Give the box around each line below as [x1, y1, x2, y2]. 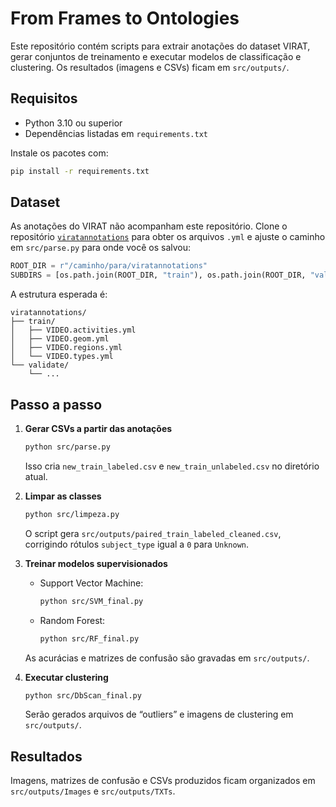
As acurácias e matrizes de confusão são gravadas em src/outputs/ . [24, 652, 310, 664]
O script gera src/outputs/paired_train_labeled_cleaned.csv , [24, 527, 282, 539]
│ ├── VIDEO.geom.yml [10, 334, 110, 344]
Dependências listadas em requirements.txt [24, 127, 209, 139]
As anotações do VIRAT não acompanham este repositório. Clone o [10, 220, 288, 232]
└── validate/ [10, 360, 70, 371]
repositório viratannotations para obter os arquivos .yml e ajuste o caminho [10, 231, 326, 243]
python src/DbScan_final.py [24, 690, 142, 701]
